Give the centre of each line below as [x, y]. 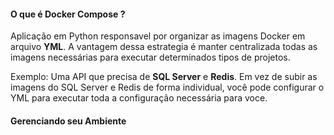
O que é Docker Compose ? [68, 14]
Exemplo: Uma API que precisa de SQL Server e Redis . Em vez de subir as [164, 77]
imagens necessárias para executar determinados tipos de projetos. [150, 57]
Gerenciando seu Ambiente [68, 121]
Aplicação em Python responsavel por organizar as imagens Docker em [158, 36]
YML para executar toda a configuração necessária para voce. [139, 98]
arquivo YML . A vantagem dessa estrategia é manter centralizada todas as [164, 47]
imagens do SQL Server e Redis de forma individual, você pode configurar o [167, 87]
